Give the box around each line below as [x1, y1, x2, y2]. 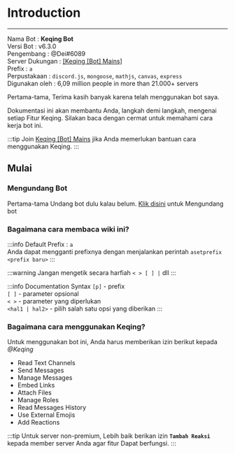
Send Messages [17, 366, 64, 375]
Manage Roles [17, 396, 59, 404]
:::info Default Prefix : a [7, 240, 73, 248]
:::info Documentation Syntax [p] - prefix [7, 282, 125, 290]
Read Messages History [17, 404, 87, 412]
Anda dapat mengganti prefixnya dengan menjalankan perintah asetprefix [7, 247, 222, 256]
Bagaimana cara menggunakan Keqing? [7, 322, 145, 332]
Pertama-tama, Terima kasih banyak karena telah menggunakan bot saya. [7, 92, 220, 101]
